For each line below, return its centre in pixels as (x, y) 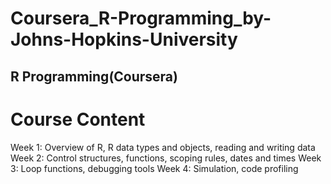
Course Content (78, 119)
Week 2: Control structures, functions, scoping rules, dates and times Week (166, 158)
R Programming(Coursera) (94, 76)
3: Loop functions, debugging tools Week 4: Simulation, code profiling (154, 168)
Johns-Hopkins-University (124, 39)
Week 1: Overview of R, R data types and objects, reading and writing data (163, 147)
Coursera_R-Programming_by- (141, 18)
